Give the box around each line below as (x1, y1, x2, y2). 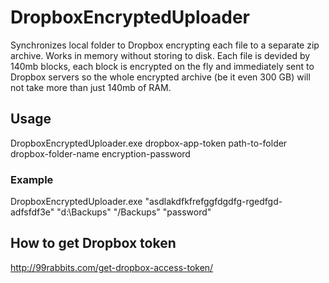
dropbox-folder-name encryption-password (10, 147, 191, 160)
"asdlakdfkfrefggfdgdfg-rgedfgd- (144, 196, 283, 208)
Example (10, 172, 54, 186)
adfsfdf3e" (10, 206, 55, 218)
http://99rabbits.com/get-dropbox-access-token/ (10, 261, 214, 273)
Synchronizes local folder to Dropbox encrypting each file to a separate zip (10, 39, 320, 51)
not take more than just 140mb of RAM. (10, 81, 172, 93)
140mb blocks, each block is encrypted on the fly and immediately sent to (10, 60, 315, 72)
